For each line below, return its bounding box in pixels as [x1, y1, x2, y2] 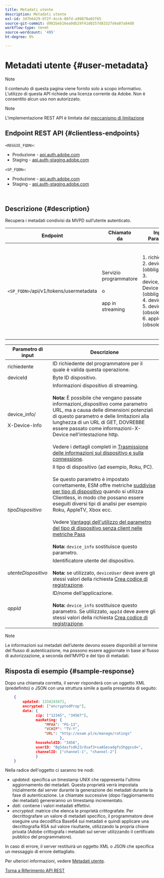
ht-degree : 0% [5, 35, 34, 40]
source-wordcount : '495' [5, 30, 56, 35]
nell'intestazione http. [69, 431, 120, 438]
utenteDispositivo [7, 570, 48, 576]
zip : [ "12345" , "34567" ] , [36, 713, 89, 718]
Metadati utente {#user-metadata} [5, 60, 149, 71]
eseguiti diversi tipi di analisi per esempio [52, 500, 147, 507]
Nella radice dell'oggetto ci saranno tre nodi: [5, 767, 95, 773]
